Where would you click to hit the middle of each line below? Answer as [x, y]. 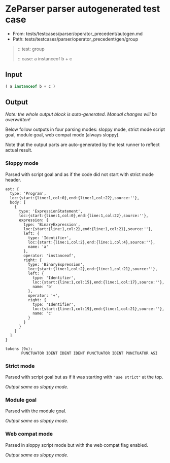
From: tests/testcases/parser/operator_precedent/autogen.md [78, 33]
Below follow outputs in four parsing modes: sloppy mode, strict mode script [85, 129]
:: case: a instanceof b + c [45, 58]
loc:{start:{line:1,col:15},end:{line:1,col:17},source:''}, [98, 282]
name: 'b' [43, 287]
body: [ [18, 202]
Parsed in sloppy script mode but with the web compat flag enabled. [77, 445]
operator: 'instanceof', [50, 256]
